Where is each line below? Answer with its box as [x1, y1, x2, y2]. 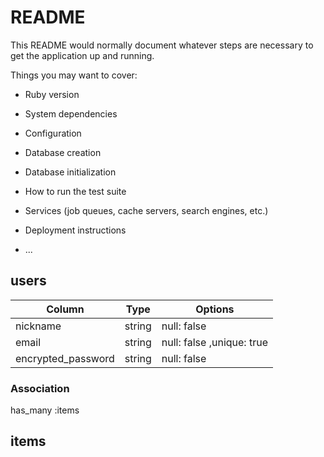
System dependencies [24, 107, 118, 120]
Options [195, 302, 235, 316]
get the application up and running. [10, 49, 155, 61]
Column [46, 302, 85, 316]
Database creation [24, 146, 102, 158]
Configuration [24, 127, 82, 139]
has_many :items [10, 404, 80, 416]
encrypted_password [15, 351, 115, 365]
